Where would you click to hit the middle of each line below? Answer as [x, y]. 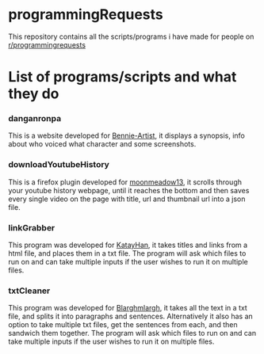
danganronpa [35, 119]
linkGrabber [32, 227]
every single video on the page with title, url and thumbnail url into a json [127, 199]
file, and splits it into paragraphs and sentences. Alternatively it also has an [131, 316]
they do [34, 94]
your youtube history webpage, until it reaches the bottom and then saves [129, 190]
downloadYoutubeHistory [59, 165]
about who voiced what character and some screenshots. [102, 144]
